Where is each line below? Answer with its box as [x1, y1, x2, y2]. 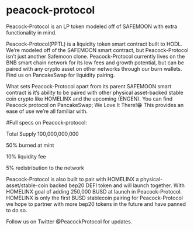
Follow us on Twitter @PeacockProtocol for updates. [6, 218, 133, 225]
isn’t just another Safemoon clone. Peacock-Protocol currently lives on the [6, 53, 185, 60]
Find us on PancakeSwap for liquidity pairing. [6, 71, 115, 78]
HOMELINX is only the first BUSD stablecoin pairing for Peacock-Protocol [6, 194, 183, 201]
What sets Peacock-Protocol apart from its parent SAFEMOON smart [6, 82, 172, 89]
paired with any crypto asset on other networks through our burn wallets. [6, 65, 182, 72]
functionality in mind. [6, 29, 57, 36]
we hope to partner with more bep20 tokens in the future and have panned [6, 200, 186, 208]
